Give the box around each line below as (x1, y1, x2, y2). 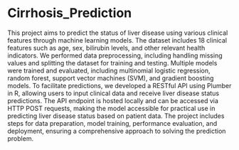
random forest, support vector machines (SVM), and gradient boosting (7, 73, 214, 82)
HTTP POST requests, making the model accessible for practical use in (7, 104, 216, 112)
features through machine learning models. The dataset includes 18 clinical (7, 36, 228, 44)
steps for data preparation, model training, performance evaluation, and (7, 119, 218, 127)
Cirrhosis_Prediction (7, 5, 132, 21)
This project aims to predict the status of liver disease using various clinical (7, 28, 228, 37)
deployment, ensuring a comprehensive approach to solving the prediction (7, 127, 226, 135)
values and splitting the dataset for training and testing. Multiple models (7, 58, 218, 67)
